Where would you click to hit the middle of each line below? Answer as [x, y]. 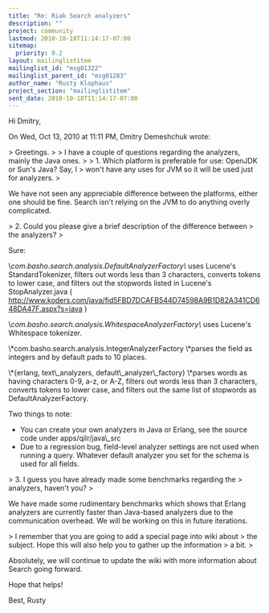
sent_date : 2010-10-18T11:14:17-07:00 [73, 98]
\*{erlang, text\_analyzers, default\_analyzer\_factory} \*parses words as [128, 373]
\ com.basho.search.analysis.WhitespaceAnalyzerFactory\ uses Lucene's [130, 325]
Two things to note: [40, 414]
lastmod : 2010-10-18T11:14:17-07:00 [69, 38]
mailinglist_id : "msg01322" [55, 68]
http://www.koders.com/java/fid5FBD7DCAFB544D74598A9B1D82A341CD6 [134, 300]
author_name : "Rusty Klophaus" [61, 83]
